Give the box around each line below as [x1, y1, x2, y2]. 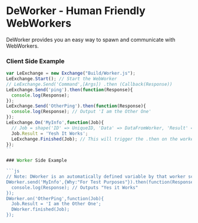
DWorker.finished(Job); [11, 207, 70, 212]
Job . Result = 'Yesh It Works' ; [11, 131, 88, 137]
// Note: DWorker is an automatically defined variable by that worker [6, 174, 186, 180]
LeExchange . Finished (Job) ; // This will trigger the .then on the [11, 136, 178, 142]
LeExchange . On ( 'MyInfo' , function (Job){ [6, 119, 104, 126]
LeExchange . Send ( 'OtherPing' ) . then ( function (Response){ [6, 103, 146, 109]
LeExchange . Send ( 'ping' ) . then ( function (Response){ [6, 86, 133, 92]
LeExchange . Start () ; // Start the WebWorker [6, 76, 117, 82]
